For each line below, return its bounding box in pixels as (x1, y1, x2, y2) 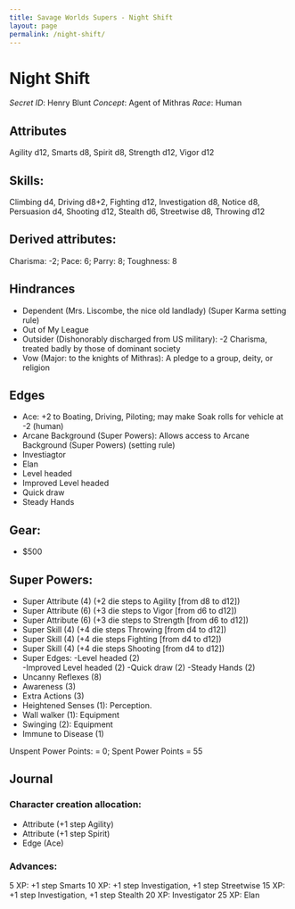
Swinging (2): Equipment (21, 719, 113, 730)
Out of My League (21, 324, 89, 335)
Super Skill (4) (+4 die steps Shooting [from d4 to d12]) (21, 643, 225, 654)
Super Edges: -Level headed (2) (21, 653, 140, 663)
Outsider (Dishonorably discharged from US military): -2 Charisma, (21, 334, 267, 344)
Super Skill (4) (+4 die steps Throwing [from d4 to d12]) (21, 624, 227, 634)
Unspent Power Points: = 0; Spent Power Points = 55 (9, 746, 203, 756)
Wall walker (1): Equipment (21, 710, 120, 720)
